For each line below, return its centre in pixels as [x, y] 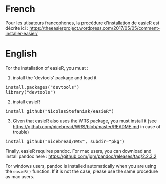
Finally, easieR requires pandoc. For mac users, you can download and [78, 151]
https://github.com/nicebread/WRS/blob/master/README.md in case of [87, 126]
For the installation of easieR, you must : [47, 68]
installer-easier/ [21, 33]
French [20, 9]
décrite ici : [17, 28]
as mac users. [20, 176]
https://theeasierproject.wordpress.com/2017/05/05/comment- [95, 28]
